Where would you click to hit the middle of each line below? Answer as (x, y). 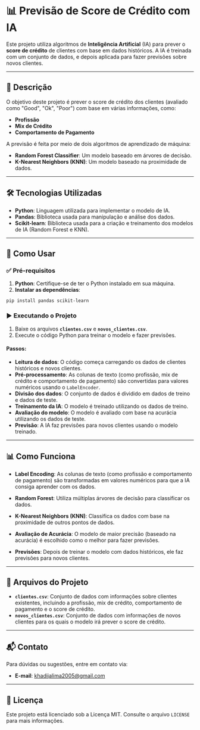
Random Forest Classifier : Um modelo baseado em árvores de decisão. (103, 155)
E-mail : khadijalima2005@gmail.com (60, 676)
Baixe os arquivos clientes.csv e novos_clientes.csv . (81, 329)
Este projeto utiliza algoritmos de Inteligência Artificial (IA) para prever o (96, 44)
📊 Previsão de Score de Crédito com (98, 11)
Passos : (16, 349)
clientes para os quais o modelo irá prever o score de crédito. (90, 622)
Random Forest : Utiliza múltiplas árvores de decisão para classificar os (102, 498)
